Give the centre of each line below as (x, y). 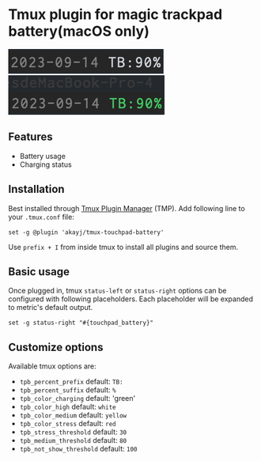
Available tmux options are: (52, 366)
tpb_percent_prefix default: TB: (72, 382)
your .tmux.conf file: (42, 217)
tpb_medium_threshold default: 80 (73, 440)
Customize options (56, 347)
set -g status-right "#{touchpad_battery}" (81, 323)
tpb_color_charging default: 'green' (78, 399)
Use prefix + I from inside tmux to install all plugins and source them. (123, 247)
